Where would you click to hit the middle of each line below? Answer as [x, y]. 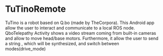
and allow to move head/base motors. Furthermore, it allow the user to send [82, 38]
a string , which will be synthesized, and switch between [62, 43]
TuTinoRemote [36, 9]
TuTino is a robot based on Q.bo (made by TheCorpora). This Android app [80, 23]
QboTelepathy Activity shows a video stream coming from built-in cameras [81, 33]
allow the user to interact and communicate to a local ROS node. [70, 28]
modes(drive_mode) [26, 49]
